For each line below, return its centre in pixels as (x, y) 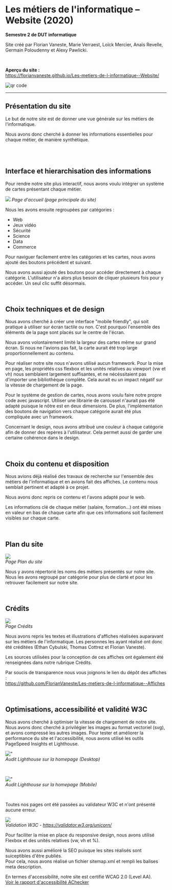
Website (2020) (39, 20)
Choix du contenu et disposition (57, 464)
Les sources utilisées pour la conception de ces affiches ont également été (84, 657)
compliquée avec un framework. (39, 417)
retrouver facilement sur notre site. (42, 582)
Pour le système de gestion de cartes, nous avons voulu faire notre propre (84, 395)
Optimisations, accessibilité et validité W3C (76, 709)
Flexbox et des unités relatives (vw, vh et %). (52, 840)
